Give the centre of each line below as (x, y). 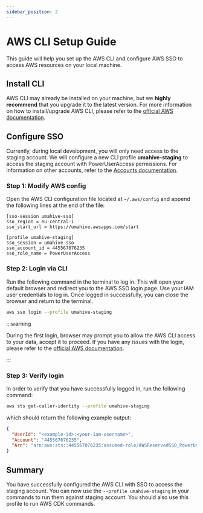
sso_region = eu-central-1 (40, 222)
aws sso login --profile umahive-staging (59, 312)
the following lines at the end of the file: (56, 205)
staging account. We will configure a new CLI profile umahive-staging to (97, 158)
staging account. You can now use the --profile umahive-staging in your (98, 491)
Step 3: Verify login (35, 375)
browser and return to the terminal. (50, 301)
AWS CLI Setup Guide (61, 41)
